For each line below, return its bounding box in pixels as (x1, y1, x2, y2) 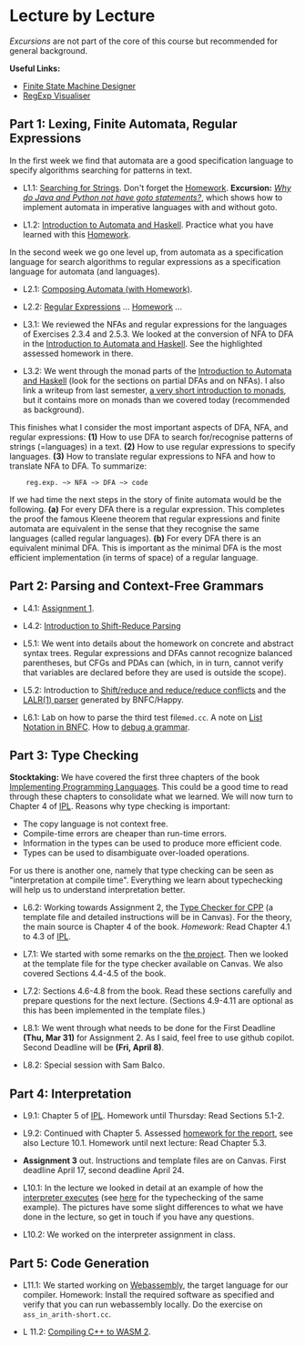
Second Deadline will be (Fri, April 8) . (22, 1042, 165, 1053)
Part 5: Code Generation (9, 1255, 149, 1270)
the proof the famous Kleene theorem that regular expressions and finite (9, 513, 280, 524)
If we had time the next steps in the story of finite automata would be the (9, 493, 282, 505)
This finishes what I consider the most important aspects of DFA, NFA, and (9, 421, 289, 432)
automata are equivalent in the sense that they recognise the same (9, 522, 259, 533)
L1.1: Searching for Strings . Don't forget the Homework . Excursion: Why (22, 182, 291, 193)
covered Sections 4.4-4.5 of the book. (22, 968, 167, 979)
